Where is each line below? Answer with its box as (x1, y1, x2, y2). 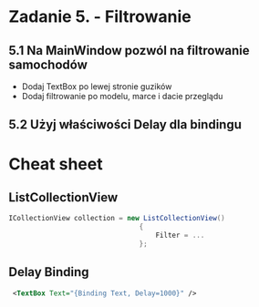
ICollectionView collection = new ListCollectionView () (8, 214, 225, 223)
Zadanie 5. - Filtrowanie (8, 6, 192, 27)
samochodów (8, 56, 88, 72)
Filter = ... (155, 230, 205, 240)
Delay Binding (8, 264, 89, 280)
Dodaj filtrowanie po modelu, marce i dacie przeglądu (21, 91, 223, 101)
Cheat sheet (8, 153, 103, 174)
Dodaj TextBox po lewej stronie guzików (21, 81, 172, 92)
